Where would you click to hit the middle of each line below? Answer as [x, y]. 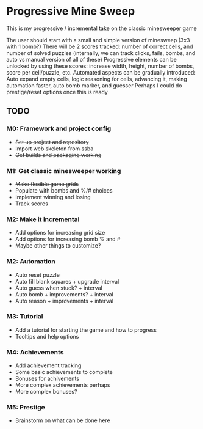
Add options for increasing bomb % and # [68, 239]
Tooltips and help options [47, 336]
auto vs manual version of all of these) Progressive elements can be [91, 59]
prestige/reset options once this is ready [57, 92]
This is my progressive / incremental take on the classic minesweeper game [101, 28]
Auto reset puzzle [37, 275]
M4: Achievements [35, 352]
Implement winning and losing [53, 197]
